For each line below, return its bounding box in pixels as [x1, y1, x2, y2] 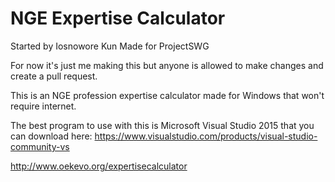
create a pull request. [10, 70, 98, 82]
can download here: [10, 130, 93, 142]
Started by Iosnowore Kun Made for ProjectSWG [10, 40, 210, 52]
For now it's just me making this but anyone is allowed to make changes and [10, 59, 324, 71]
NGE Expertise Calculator [10, 7, 226, 30]
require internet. [10, 100, 77, 112]
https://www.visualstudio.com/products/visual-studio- [94, 130, 318, 142]
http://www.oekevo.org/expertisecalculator [10, 160, 188, 172]
